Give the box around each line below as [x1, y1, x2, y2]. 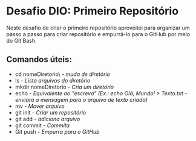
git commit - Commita [15, 122, 70, 129]
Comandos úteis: [6, 54, 73, 64]
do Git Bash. [6, 37, 37, 44]
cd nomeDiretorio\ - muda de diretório [15, 70, 111, 78]
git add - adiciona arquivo [15, 115, 80, 122]
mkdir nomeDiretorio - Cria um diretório [15, 83, 114, 90]
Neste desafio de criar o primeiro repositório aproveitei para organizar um [6, 24, 191, 31]
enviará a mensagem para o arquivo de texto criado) [15, 96, 148, 103]
